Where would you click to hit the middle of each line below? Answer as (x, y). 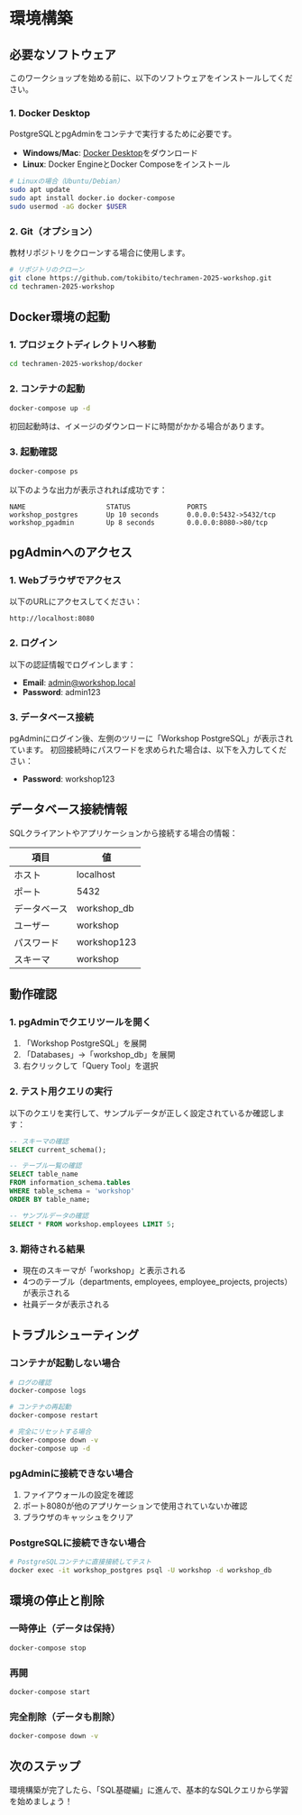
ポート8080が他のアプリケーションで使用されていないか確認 (135, 1506)
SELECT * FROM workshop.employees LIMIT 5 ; (92, 1224)
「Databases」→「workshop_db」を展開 (99, 1055)
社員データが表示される (66, 1304)
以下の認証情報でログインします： (73, 665)
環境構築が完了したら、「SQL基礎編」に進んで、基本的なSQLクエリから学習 (149, 1790)
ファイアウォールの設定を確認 (78, 1494)
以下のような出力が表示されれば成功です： (88, 490)
